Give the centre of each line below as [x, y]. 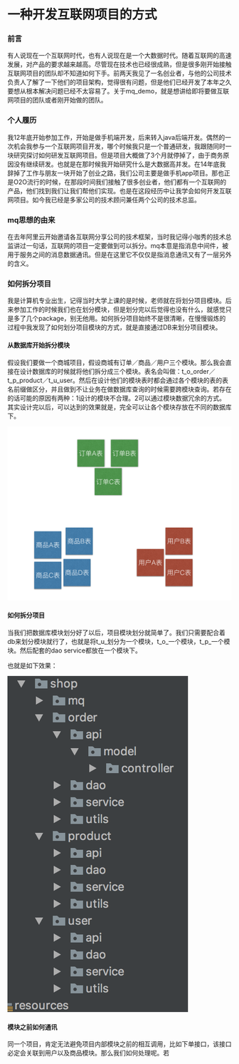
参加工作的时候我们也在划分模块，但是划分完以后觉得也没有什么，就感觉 [119, 310]
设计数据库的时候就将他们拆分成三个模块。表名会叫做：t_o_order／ [117, 371]
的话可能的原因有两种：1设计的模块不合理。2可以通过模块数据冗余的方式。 [117, 398]
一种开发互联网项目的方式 [83, 15]
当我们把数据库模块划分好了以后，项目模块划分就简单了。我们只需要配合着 [116, 633]
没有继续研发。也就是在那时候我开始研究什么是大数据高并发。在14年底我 [119, 164]
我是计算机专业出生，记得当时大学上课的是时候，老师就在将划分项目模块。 [116, 301]
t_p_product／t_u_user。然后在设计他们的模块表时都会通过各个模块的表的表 [118, 380]
